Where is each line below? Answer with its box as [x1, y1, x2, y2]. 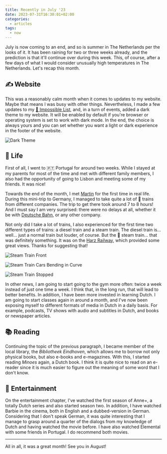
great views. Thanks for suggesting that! [5, 242, 88, 249]
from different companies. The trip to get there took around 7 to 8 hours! [5, 201, 154, 207]
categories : [5, 16, 30, 21]
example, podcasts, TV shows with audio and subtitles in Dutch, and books [5, 307, 159, 313]
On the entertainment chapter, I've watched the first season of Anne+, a [5, 397, 153, 403]
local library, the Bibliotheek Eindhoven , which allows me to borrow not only [5, 349, 160, 355]
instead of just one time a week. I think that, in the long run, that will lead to [5, 286, 159, 292]
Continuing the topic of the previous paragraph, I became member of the [5, 344, 154, 350]
